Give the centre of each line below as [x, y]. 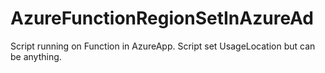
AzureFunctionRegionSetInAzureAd [162, 18]
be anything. [36, 56]
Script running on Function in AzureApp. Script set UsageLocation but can [163, 46]
